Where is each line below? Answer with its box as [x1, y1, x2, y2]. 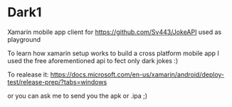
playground [7, 35, 41, 43]
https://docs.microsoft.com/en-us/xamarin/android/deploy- [50, 70, 225, 79]
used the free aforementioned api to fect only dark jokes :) [7, 56, 179, 64]
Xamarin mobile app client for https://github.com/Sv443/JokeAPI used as [7, 28, 222, 36]
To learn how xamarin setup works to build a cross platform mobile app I [7, 49, 219, 57]
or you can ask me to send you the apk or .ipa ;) [7, 91, 148, 100]
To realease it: [7, 70, 49, 79]
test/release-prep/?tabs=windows [7, 77, 107, 86]
